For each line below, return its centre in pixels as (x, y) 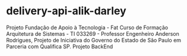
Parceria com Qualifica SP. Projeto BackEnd (60, 46)
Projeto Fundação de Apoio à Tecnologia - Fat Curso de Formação (87, 27)
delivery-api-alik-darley (66, 11)
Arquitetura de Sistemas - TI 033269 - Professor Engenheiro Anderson (93, 33)
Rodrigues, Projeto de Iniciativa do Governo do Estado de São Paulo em (94, 40)
